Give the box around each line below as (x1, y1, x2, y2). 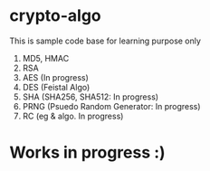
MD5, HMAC (22, 52, 70, 63)
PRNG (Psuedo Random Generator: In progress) (22, 100, 201, 111)
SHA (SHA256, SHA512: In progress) (22, 91, 159, 102)
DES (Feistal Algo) (22, 81, 91, 92)
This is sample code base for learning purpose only (9, 35, 202, 46)
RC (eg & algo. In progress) (22, 110, 124, 121)
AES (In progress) (22, 71, 89, 82)
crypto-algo (9, 5, 101, 26)
